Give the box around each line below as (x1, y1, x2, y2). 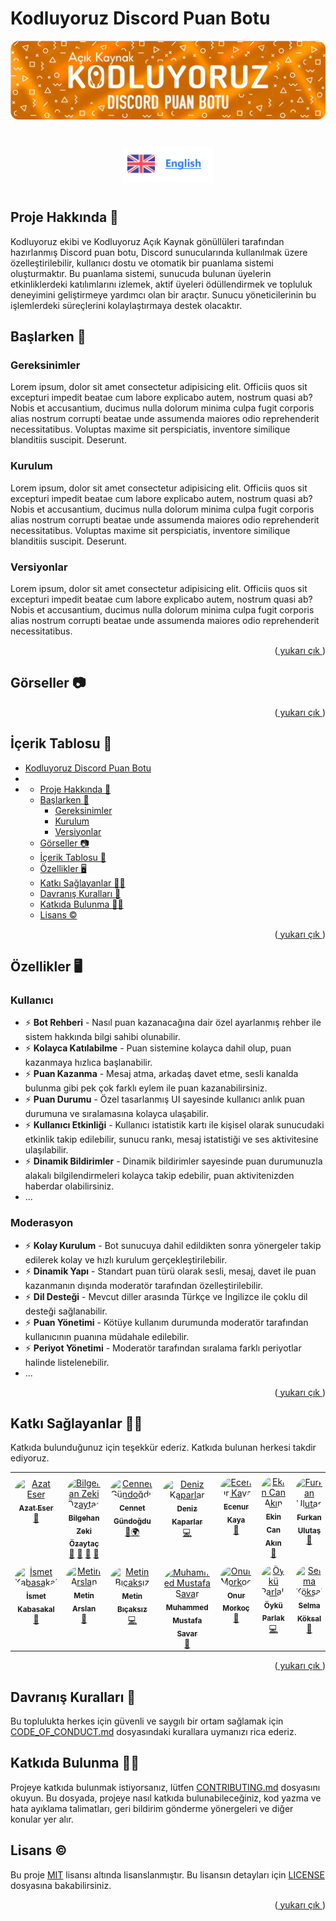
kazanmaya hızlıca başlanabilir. (24, 1057, 153, 1069)
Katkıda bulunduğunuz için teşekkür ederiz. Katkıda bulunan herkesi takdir (10, 1442, 317, 1454)
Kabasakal (17, 1604, 55, 1614)
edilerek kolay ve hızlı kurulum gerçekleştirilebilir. (24, 1253, 228, 1266)
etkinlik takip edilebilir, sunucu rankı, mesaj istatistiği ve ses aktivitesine (24, 1133, 319, 1146)
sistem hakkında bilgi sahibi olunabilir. (24, 1031, 181, 1043)
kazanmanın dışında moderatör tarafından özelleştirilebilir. (24, 1279, 263, 1291)
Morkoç (222, 1603, 250, 1614)
